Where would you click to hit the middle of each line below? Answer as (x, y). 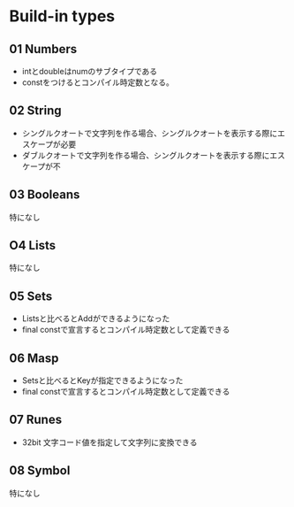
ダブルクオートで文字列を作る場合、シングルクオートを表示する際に (146, 155)
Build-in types (62, 16)
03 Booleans (45, 195)
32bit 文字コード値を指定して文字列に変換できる (109, 442)
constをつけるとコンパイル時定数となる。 (98, 82)
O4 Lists (32, 246)
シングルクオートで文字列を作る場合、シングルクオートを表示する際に (150, 133)
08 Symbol (40, 471)
